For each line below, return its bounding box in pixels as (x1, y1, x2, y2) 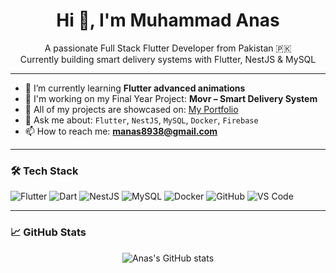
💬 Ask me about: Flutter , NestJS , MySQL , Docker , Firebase (24, 114, 259, 126)
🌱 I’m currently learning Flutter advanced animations (24, 82, 246, 94)
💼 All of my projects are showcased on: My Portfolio (24, 103, 239, 115)
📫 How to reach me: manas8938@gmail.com (24, 125, 218, 137)
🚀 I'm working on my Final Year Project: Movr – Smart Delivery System (24, 92, 318, 104)
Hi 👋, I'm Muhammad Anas (56, 9, 280, 32)
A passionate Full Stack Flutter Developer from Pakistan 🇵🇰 (44, 42, 292, 54)
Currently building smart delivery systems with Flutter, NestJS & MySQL (19, 53, 317, 65)
